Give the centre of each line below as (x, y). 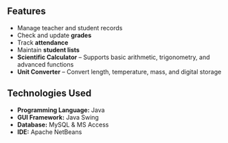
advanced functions (45, 64)
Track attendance (43, 42)
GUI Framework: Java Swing (58, 117)
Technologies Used (49, 93)
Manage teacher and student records (70, 27)
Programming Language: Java (61, 110)
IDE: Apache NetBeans (49, 132)
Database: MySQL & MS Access (63, 124)
